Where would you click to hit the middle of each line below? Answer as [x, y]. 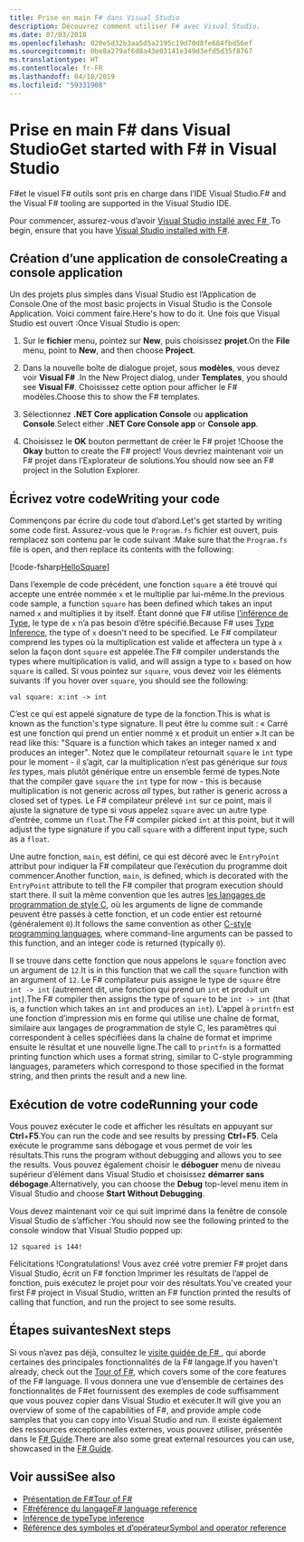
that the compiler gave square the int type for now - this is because [136, 781]
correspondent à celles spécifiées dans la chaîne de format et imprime [141, 1038]
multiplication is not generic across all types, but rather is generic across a [148, 791]
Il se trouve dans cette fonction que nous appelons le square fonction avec [148, 961]
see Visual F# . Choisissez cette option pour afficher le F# [130, 387]
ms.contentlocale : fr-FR [56, 69]
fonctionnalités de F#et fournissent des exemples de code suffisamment [144, 1391]
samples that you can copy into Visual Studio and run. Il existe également [146, 1419]
